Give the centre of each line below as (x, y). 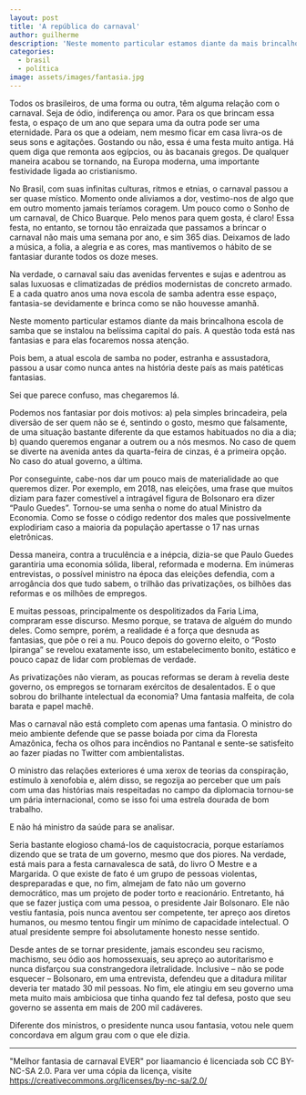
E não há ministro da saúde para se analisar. (92, 827)
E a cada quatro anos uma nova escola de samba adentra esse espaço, (143, 294)
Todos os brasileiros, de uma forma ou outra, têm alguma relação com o (145, 103)
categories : (32, 52)
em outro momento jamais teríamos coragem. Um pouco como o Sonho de (149, 208)
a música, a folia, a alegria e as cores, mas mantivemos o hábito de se (141, 246)
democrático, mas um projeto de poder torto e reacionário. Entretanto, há (147, 893)
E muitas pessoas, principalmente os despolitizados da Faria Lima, (134, 611)
